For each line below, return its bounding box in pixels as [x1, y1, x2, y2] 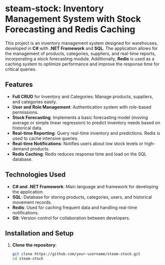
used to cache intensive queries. [12, 135, 79, 141]
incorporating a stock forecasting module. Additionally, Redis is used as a [5, 56, 155, 61]
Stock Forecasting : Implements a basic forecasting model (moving [12, 114, 148, 120]
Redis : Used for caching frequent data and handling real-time [12, 205, 137, 210]
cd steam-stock [12, 256, 44, 261]
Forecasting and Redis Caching [5, 24, 135, 35]
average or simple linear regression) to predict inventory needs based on [12, 119, 161, 125]
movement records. [12, 199, 52, 205]
